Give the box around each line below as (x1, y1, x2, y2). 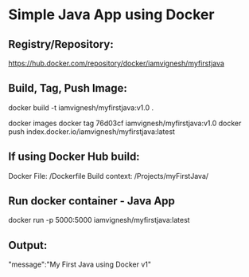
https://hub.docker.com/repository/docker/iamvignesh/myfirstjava (8, 58, 225, 68)
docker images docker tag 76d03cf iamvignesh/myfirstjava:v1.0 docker (8, 118, 242, 128)
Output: (8, 238, 48, 252)
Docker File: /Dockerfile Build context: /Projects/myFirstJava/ (8, 171, 209, 180)
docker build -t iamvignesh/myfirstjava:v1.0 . (8, 102, 154, 113)
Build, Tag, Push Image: (8, 81, 127, 95)
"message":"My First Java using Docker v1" (8, 259, 151, 269)
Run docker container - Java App (8, 194, 175, 208)
